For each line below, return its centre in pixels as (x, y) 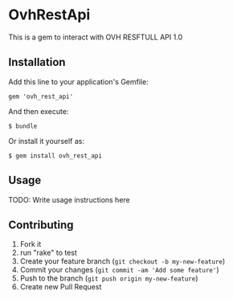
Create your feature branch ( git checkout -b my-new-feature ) (123, 261)
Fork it (31, 244)
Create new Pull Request (61, 287)
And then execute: (39, 111)
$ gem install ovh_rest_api (55, 156)
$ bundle (23, 126)
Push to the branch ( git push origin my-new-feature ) (109, 278)
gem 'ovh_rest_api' (41, 96)
